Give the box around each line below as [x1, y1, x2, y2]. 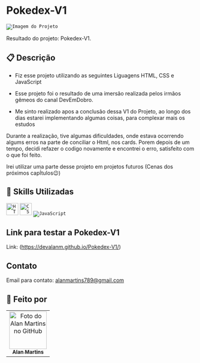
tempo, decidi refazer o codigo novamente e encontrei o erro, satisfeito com [6, 145, 195, 152]
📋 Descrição [6, 53, 56, 63]
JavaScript [14, 78, 42, 85]
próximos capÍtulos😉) [6, 169, 61, 176]
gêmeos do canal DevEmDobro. [14, 96, 94, 103]
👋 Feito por [6, 294, 47, 304]
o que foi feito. [6, 151, 42, 158]
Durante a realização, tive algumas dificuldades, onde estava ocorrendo [6, 132, 184, 139]
